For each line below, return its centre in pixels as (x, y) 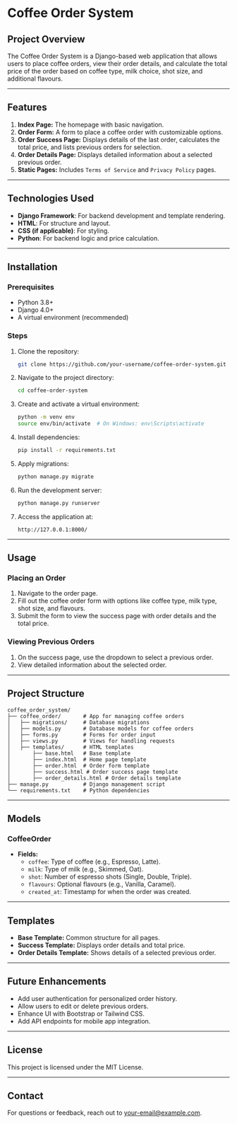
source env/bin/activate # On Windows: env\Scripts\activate (111, 424)
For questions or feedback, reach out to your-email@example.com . (105, 1113)
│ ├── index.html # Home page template (77, 759)
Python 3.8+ (36, 303)
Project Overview (46, 39)
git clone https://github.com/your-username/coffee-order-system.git (122, 364)
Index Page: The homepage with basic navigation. (91, 124)
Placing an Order (37, 578)
